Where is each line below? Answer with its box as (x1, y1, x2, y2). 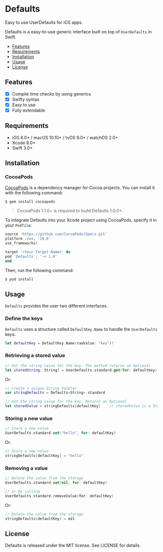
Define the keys (5, 315, 43, 322)
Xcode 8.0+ (12, 140, 36, 146)
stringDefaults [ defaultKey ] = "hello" (5, 453, 83, 458)
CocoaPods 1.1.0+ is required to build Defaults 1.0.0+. (16, 208, 124, 214)
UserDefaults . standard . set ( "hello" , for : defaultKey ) (5, 431, 116, 436)
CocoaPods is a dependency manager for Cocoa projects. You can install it (5, 184, 155, 190)
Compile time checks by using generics (12, 91, 91, 97)
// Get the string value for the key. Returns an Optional (5, 399, 127, 404)
